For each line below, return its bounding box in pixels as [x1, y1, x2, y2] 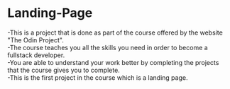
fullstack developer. [7, 51, 65, 59]
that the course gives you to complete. [7, 66, 121, 74]
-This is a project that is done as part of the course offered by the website [7, 28, 224, 37]
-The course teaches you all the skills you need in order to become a [7, 43, 208, 52]
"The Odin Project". [7, 35, 64, 44]
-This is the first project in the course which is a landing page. [7, 73, 188, 82]
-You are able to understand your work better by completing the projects [7, 58, 219, 66]
